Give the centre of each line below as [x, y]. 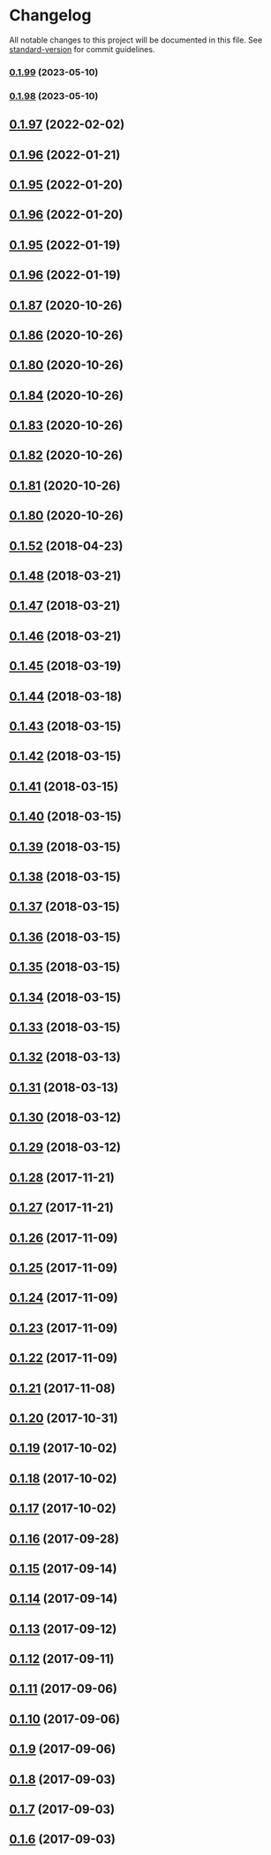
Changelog [50, 15]
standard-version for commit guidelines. [82, 49]
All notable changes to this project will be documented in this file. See [136, 40]
